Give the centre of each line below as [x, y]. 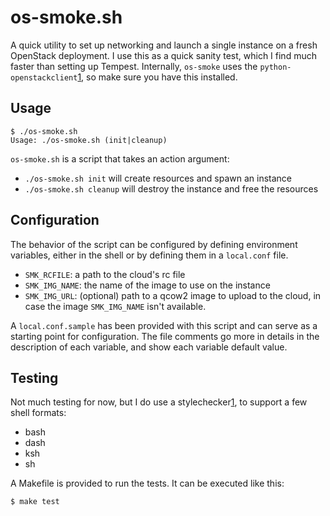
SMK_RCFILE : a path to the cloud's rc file [105, 274]
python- [275, 67]
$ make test [35, 502]
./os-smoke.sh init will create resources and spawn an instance [158, 178]
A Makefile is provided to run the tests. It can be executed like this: [147, 483]
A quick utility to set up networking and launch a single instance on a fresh [164, 45]
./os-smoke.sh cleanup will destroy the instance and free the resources [171, 188]
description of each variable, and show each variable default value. [149, 347]
